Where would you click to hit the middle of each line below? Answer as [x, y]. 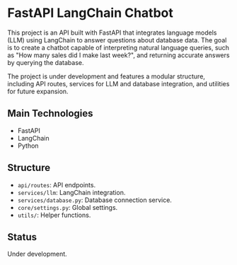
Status [22, 237]
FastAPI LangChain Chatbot [90, 13]
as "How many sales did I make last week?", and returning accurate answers [118, 55]
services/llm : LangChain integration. [71, 192]
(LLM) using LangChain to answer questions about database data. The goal [117, 40]
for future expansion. [38, 91]
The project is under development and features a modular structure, [106, 76]
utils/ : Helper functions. [54, 215]
